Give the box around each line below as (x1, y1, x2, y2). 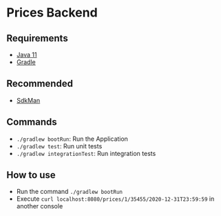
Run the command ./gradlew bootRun (16, 188, 123, 196)
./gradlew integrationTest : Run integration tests (16, 149, 156, 157)
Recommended (6, 78, 74, 90)
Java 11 (16, 50, 37, 59)
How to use (6, 169, 56, 181)
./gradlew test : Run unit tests (16, 141, 103, 150)
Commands (6, 116, 58, 128)
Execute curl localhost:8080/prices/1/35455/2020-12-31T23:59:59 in (16, 195, 215, 203)
